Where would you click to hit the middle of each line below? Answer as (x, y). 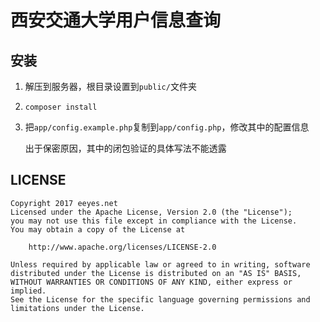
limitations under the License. (77, 308)
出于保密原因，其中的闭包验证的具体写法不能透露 (125, 148)
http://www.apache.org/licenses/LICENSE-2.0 (122, 247)
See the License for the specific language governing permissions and (160, 299)
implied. (28, 291)
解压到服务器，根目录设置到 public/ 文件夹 (110, 86)
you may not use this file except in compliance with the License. (154, 221)
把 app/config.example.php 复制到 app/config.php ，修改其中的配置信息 (167, 127)
